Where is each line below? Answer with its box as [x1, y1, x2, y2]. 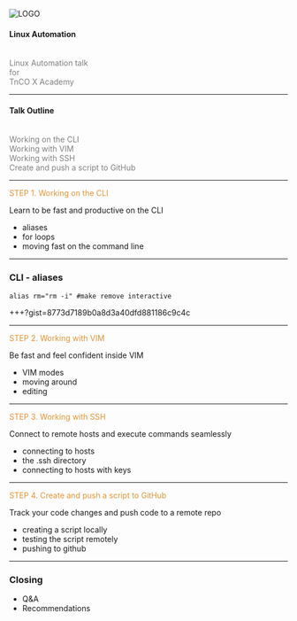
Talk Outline [9, 105, 55, 115]
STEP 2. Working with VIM [9, 332, 105, 343]
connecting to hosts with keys [21, 464, 132, 475]
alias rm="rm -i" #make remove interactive [9, 291, 172, 300]
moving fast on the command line [21, 241, 144, 252]
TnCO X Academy [9, 76, 75, 88]
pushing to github [21, 543, 87, 554]
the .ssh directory [21, 454, 87, 465]
